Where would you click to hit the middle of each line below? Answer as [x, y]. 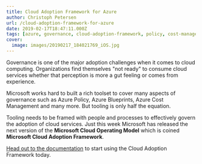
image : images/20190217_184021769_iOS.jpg [66, 46]
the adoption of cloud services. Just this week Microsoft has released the [97, 124]
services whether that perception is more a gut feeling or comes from [92, 75]
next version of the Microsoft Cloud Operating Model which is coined [93, 130]
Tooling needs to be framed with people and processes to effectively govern [101, 117]
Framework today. [29, 154]
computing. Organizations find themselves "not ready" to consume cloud [97, 68]
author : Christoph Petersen [41, 17]
